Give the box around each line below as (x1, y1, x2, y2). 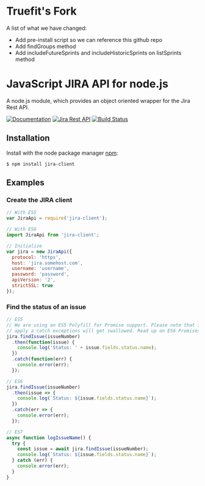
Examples (6, 178, 45, 188)
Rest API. (6, 104, 29, 111)
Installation (6, 133, 50, 144)
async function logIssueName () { (6, 434, 92, 441)
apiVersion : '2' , (12, 277, 56, 283)
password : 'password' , (12, 271, 70, 278)
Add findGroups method (15, 43, 76, 50)
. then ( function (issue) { (12, 339, 75, 345)
